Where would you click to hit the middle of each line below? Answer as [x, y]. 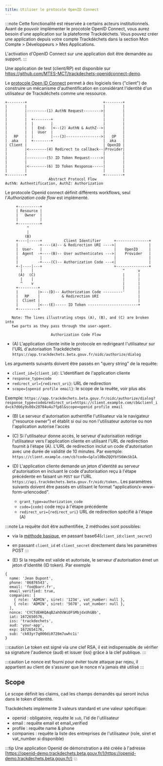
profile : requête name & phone [43, 728]
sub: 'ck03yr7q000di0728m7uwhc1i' [44, 634]
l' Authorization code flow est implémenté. [47, 198]
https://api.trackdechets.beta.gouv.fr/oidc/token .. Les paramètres [82, 482]
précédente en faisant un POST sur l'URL [52, 476]
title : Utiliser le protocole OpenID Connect [52, 10]
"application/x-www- [134, 486]
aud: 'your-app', [27, 625]
